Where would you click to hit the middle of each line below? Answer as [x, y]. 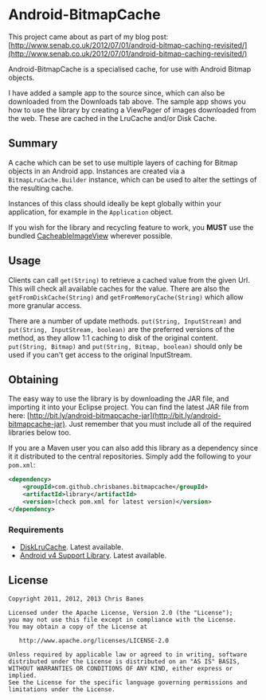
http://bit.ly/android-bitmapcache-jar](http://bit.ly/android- [125, 416]
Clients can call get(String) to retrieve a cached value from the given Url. [129, 280]
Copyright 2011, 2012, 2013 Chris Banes [76, 599]
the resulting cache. [41, 188]
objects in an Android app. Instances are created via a [97, 171]
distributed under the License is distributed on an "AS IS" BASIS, [124, 661]
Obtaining [33, 379]
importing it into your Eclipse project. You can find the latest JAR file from [129, 407]
